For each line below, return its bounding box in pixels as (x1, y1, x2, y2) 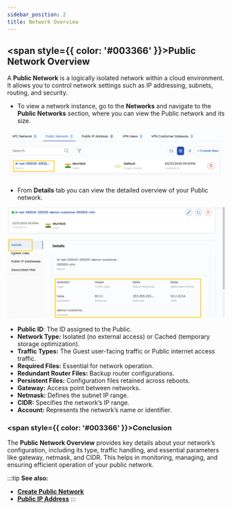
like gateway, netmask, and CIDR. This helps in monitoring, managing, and (7, 453, 218, 461)
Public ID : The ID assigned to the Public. (17, 325, 133, 333)
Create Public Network (17, 488, 84, 495)
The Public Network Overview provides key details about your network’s (7, 439, 215, 447)
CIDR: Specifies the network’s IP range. (17, 398, 130, 407)
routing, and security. (7, 88, 68, 97)
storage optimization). (17, 339, 80, 348)
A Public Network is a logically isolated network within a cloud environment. (7, 74, 224, 82)
